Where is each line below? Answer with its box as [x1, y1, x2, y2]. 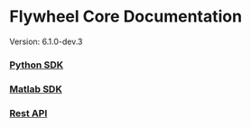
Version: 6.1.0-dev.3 [9, 36, 83, 47]
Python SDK [9, 59, 64, 71]
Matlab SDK [9, 83, 63, 95]
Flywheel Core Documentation [9, 6, 242, 27]
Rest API [9, 106, 48, 119]
